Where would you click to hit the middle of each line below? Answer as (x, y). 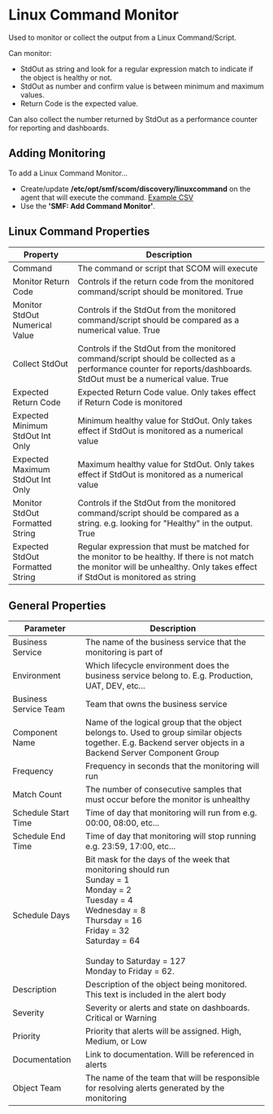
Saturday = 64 (113, 941)
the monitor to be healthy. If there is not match (166, 557)
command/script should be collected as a (156, 358)
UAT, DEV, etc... (115, 686)
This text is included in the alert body (156, 995)
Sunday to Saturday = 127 (135, 961)
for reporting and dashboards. (59, 128)
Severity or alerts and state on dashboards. (167, 1008)
